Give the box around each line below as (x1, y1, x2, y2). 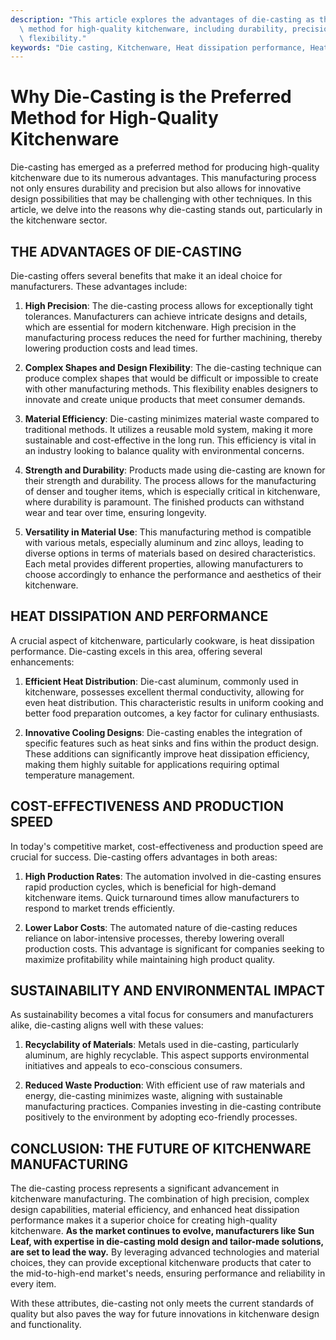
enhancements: (10, 656, 75, 668)
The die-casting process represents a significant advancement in (10, 1182, 280, 1195)
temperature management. (24, 769, 135, 781)
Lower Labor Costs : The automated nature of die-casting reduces (24, 921, 298, 933)
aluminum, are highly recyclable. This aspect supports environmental (24, 1049, 310, 1061)
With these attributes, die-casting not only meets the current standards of (10, 1297, 315, 1310)
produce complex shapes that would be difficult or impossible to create (24, 372, 319, 384)
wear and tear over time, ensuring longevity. (24, 507, 207, 518)
